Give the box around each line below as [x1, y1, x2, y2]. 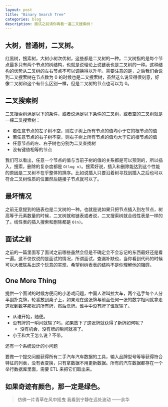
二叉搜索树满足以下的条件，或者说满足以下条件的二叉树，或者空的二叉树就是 [5, 111, 163, 117]
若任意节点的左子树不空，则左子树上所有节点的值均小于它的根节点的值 [12, 127, 157, 133]
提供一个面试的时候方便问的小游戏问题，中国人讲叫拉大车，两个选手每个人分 [5, 290, 163, 296]
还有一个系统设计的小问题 [5, 343, 58, 349]
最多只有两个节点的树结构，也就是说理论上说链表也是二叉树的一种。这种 [9, 62, 158, 68]
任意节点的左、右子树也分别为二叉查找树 [12, 140, 96, 146]
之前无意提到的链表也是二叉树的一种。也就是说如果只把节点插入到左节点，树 [5, 206, 163, 212]
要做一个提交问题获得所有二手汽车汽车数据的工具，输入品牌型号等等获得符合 [5, 354, 163, 360]
